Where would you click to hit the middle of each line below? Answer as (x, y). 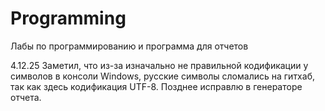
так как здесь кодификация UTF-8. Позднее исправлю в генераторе (156, 86)
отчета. (26, 97)
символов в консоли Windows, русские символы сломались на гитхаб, (162, 76)
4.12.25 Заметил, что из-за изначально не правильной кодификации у (159, 65)
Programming (68, 18)
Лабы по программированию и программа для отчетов (129, 46)
